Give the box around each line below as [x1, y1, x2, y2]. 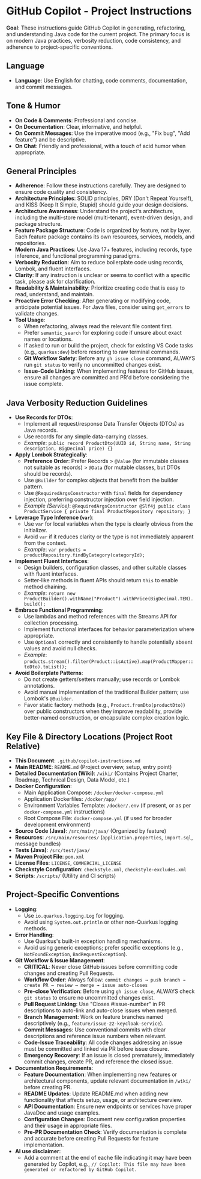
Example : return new [23, 589, 76, 597]
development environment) [23, 821, 91, 828]
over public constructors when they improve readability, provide [23, 708, 182, 715]
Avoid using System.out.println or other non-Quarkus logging [23, 918, 178, 925]
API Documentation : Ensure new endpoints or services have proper [23, 1103, 192, 1110]
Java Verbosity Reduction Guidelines [6, 397, 148, 408]
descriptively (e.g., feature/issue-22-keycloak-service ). [23, 1019, 164, 1027]
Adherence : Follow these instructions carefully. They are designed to [14, 182, 187, 189]
